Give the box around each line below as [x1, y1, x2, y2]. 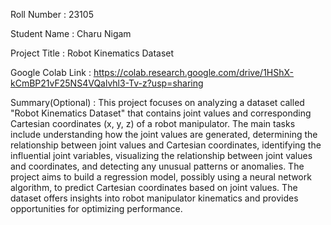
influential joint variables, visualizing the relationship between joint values [10, 150, 313, 161]
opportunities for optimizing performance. [10, 203, 183, 214]
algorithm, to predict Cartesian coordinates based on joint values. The [10, 182, 298, 193]
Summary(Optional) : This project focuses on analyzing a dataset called [10, 97, 305, 108]
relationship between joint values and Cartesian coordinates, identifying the [10, 139, 322, 151]
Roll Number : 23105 [10, 9, 94, 20]
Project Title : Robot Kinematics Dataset [10, 47, 175, 59]
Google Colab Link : [10, 67, 92, 78]
